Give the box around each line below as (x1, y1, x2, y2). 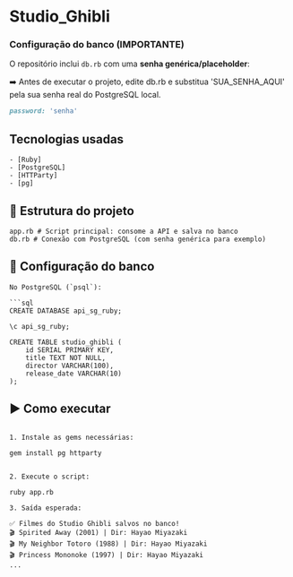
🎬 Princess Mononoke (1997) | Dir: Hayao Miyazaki (9, 550, 204, 559)
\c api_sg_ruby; (9, 322, 70, 331)
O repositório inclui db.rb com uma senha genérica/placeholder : (9, 58, 251, 69)
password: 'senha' (9, 107, 78, 116)
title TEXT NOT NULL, (25, 353, 106, 362)
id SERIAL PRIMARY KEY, (25, 345, 115, 355)
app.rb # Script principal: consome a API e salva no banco (9, 227, 239, 236)
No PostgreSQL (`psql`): (9, 282, 102, 292)
